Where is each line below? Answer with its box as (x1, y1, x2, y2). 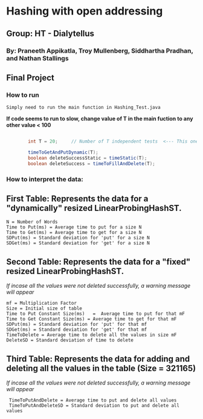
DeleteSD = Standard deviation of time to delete (6, 337, 134, 343)
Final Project (6, 73, 54, 83)
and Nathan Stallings (6, 54, 69, 62)
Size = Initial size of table (6, 305, 83, 312)
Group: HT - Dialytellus (6, 28, 95, 39)
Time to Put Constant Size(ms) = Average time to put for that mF (6, 311, 185, 317)
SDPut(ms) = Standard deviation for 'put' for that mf (6, 322, 147, 328)
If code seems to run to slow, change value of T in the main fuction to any (6, 115, 193, 122)
